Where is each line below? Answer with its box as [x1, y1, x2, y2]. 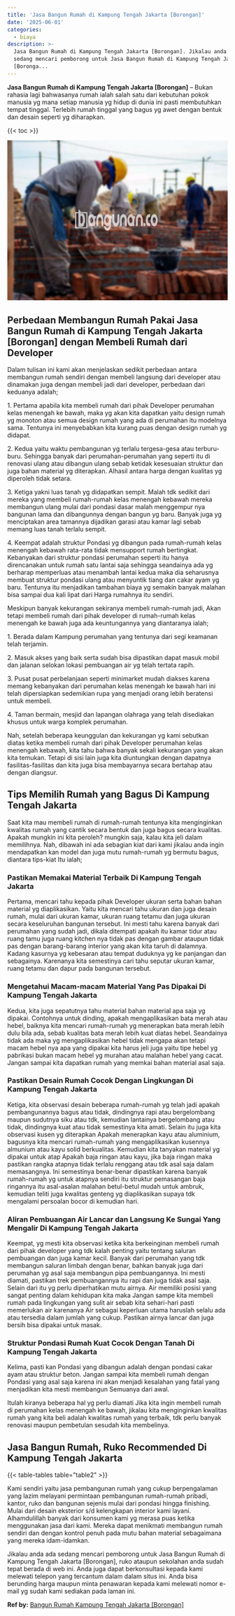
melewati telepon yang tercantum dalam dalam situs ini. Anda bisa [7, 1572, 198, 1580]
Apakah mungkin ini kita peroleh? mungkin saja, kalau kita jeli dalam [7, 833, 203, 841]
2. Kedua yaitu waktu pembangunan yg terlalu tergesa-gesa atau [7, 445, 194, 453]
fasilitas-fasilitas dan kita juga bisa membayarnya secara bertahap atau [7, 761, 213, 769]
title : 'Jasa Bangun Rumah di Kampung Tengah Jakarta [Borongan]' [7, 11, 205, 18]
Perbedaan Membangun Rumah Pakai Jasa [7, 314, 198, 326]
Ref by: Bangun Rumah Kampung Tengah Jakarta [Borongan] [7, 1601, 184, 1609]
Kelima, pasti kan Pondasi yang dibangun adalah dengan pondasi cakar [7, 1363, 213, 1371]
